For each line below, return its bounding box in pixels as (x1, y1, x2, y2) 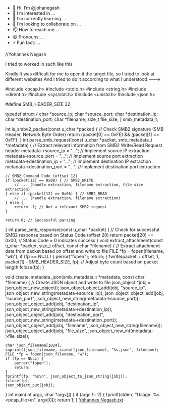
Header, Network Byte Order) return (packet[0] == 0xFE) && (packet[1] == (5, 131, 159, 138)
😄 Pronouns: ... (12, 34, 45, 40)
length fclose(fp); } (5, 264, 44, 270)
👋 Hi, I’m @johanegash (12, 5, 60, 11)
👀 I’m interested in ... (12, 10, 55, 16)
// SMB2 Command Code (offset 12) (5, 173, 78, 178)
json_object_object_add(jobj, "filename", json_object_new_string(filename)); (5, 323, 162, 328)
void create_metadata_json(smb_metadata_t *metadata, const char (5, 274, 145, 280)
